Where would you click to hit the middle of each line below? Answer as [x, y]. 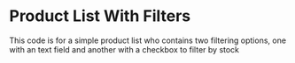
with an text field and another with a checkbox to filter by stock [124, 49]
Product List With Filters [100, 16]
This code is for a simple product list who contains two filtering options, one [147, 40]
